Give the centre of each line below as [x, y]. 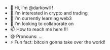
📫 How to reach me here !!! [39, 29]
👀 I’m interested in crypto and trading [49, 13]
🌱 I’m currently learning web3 [41, 18]
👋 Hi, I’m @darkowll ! [32, 8]
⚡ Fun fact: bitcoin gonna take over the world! [58, 42]
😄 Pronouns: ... [26, 36]
